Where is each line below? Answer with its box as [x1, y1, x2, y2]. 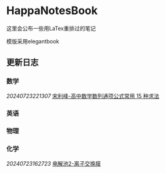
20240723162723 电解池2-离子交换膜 [6, 160, 101, 167]
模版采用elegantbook [6, 37, 60, 45]
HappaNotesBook [6, 4, 98, 18]
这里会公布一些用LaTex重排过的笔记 [6, 24, 96, 32]
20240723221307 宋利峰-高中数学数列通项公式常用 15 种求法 [6, 92, 160, 100]
